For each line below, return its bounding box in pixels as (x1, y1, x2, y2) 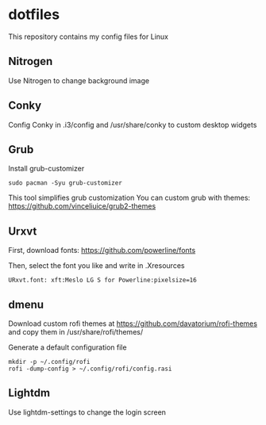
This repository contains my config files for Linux (8, 32, 169, 41)
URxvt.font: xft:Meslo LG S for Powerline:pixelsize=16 (8, 276, 197, 285)
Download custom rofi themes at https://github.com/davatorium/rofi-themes (8, 319, 258, 328)
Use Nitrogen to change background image (8, 75, 149, 85)
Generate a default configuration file (8, 343, 127, 352)
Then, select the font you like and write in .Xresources (8, 261, 185, 270)
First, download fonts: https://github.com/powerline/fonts (8, 246, 196, 255)
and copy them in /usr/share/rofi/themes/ (8, 327, 144, 336)
